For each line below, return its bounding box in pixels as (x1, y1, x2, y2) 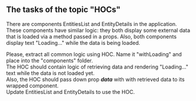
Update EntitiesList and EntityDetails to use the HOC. (6, 88, 135, 95)
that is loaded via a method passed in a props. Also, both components (6, 32, 177, 40)
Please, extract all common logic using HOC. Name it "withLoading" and (6, 50, 182, 58)
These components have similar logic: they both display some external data (6, 27, 191, 34)
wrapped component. (6, 82, 59, 89)
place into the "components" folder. (6, 57, 93, 64)
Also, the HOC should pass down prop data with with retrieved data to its (6, 76, 185, 83)
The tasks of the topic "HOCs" (6, 5, 121, 15)
